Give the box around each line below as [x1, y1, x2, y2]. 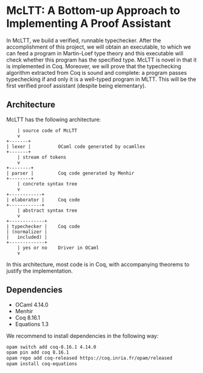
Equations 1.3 [15, 320, 49, 327]
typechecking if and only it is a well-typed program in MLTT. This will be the [6, 75, 196, 83]
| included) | [6, 234, 47, 240]
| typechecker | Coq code [6, 223, 80, 229]
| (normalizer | [6, 229, 47, 235]
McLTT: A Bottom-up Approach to [6, 4, 181, 18]
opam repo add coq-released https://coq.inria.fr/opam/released [6, 355, 173, 361]
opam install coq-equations [6, 361, 78, 367]
